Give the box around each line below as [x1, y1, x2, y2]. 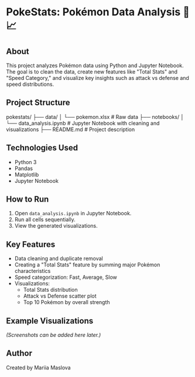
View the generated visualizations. [14, 222, 98, 229]
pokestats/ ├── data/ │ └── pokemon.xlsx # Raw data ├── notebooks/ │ [6, 113, 184, 120]
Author [6, 348, 32, 358]
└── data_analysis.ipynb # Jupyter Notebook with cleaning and [6, 119, 160, 126]
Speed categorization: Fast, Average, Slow [14, 273, 117, 281]
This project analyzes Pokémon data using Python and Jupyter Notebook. [6, 62, 184, 69]
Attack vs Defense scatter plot [23, 292, 97, 299]
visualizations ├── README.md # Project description [6, 126, 135, 133]
